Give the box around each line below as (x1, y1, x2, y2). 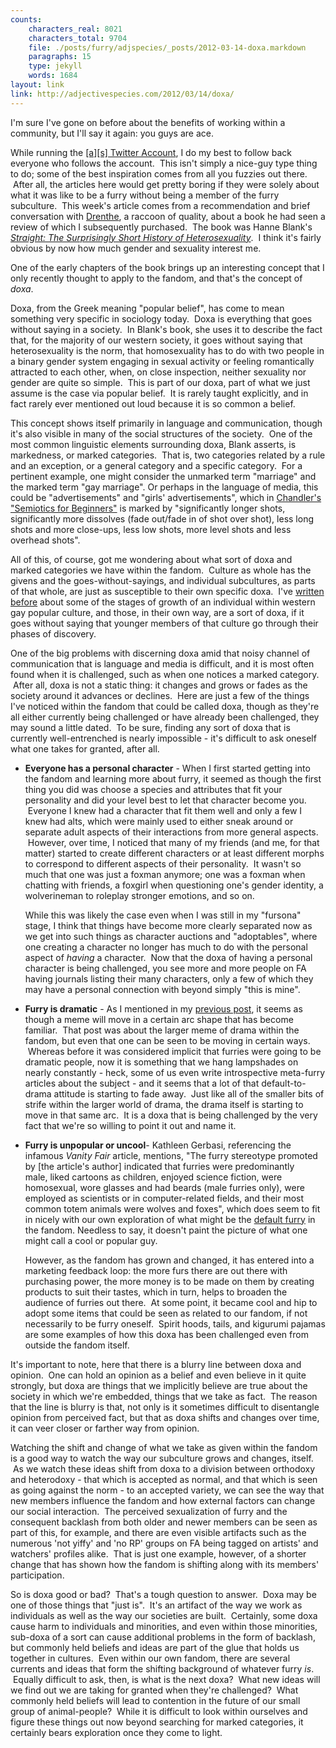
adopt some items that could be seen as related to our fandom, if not (24, 1307, 308, 1319)
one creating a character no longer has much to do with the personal (24, 941, 308, 953)
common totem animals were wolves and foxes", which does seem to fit (24, 1202, 321, 1215)
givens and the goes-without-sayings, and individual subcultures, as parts (10, 574, 316, 586)
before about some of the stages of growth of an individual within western (10, 596, 316, 608)
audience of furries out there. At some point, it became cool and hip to (24, 1296, 318, 1308)
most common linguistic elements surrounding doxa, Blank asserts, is (10, 438, 297, 450)
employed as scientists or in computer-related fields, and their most (24, 1192, 305, 1204)
